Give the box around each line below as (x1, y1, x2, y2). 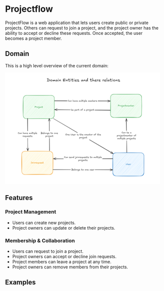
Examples (5, 278, 36, 287)
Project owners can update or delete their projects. (12, 225, 115, 231)
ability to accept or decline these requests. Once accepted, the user (5, 30, 143, 36)
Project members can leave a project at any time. (12, 259, 111, 264)
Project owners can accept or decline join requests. (12, 253, 117, 259)
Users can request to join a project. (12, 248, 83, 254)
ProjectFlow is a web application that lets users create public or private (5, 20, 149, 26)
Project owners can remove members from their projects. (12, 264, 129, 270)
